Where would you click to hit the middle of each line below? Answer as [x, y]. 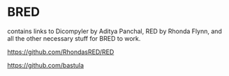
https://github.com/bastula [46, 65]
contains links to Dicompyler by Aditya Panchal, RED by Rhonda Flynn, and [114, 31]
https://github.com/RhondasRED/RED [61, 52]
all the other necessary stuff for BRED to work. [74, 38]
